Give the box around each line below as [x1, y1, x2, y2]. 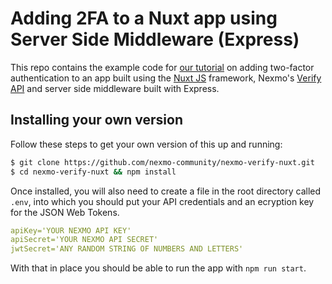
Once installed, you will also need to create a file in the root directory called [10, 185, 322, 197]
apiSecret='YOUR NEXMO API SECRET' [10, 235, 159, 245]
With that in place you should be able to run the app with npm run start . [10, 262, 307, 274]
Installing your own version [10, 112, 184, 129]
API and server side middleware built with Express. [10, 82, 220, 94]
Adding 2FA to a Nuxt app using [10, 7, 278, 30]
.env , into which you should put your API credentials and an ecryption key [10, 195, 315, 207]
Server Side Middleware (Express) [10, 28, 300, 51]
